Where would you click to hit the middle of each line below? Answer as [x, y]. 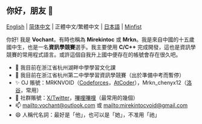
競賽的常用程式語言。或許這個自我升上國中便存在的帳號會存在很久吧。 [94, 54]
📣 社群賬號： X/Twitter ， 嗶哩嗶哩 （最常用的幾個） [77, 97]
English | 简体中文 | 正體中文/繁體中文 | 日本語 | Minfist [74, 27]
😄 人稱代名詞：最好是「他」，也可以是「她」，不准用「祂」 [87, 114]
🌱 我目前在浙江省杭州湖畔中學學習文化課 [65, 67]
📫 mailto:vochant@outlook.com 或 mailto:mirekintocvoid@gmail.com [101, 105]
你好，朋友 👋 [30, 11]
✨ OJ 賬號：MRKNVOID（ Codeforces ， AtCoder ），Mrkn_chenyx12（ [101, 82]
